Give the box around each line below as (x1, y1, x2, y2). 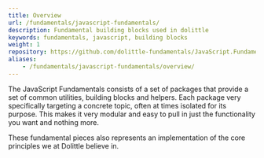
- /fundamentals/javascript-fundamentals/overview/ (22, 63, 195, 71)
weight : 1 (8, 41, 41, 49)
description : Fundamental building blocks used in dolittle (8, 26, 210, 34)
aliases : (8, 56, 37, 64)
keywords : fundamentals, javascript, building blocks (8, 33, 189, 42)
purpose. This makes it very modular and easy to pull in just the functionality (8, 109, 255, 119)
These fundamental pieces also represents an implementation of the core (8, 133, 246, 142)
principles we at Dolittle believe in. (8, 141, 119, 150)
